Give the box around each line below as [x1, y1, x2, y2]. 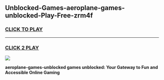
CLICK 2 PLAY [5, 44, 39, 51]
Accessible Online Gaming [5, 69, 60, 75]
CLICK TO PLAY [5, 26, 43, 33]
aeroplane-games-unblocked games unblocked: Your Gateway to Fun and [5, 64, 158, 70]
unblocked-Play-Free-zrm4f [5, 12, 93, 20]
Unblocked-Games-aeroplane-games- [5, 4, 125, 12]
